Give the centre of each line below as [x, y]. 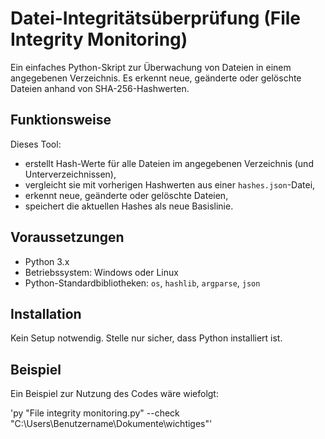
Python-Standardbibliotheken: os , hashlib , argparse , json [142, 283]
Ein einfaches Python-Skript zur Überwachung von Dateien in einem [151, 67]
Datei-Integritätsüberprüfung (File [155, 18]
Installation [46, 313]
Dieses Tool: [36, 144]
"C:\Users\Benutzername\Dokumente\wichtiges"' [111, 424]
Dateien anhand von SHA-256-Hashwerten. [100, 88]
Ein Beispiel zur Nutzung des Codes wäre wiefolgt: [114, 394]
